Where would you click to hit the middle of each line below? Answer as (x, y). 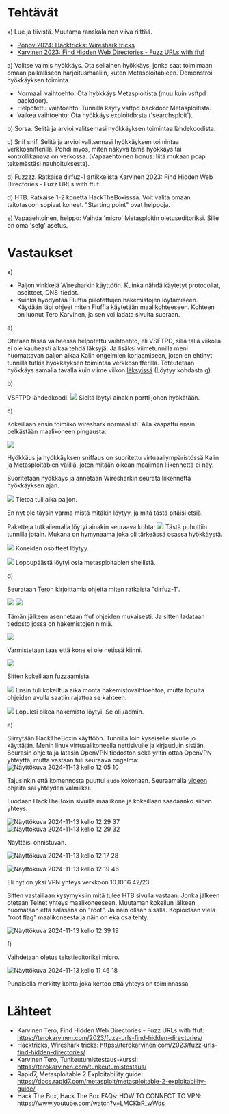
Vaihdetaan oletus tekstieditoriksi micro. (63, 957)
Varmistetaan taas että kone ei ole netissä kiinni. (75, 650)
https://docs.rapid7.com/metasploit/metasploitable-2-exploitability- (111, 1081)
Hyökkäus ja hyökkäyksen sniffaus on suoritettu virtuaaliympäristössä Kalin (113, 457)
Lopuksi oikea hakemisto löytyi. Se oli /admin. (80, 712)
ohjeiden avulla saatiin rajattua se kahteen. (67, 697)
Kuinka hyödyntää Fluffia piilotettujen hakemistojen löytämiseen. (107, 300)
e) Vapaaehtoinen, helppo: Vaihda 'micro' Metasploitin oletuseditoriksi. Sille (113, 218)
